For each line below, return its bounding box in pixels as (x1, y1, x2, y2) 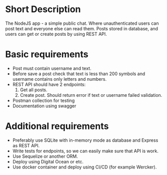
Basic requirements (5, 49, 89, 60)
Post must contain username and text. (12, 65, 92, 71)
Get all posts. (20, 87, 48, 93)
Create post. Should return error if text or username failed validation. (20, 92, 162, 98)
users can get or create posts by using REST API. (5, 31, 107, 37)
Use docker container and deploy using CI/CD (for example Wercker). (12, 164, 157, 170)
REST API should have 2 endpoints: (12, 81, 86, 87)
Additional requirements (5, 121, 109, 132)
